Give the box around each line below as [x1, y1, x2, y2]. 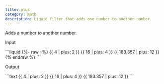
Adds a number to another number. [5, 30, 77, 36]
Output [5, 64, 19, 70]
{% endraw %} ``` [5, 54, 41, 60]
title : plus [5, 7, 30, 12]
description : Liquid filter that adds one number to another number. [5, 16, 153, 21]
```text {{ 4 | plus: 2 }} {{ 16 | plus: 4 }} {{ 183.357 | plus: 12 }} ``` [5, 74, 134, 80]
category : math [5, 12, 37, 17]
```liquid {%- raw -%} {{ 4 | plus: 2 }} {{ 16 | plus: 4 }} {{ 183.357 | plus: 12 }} [5, 49, 160, 55]
